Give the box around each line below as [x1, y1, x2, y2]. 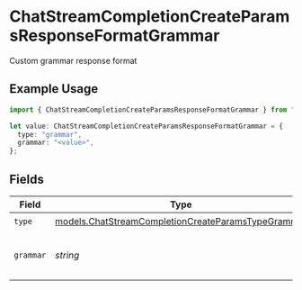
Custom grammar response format [9, 55, 138, 66]
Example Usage [9, 81, 99, 96]
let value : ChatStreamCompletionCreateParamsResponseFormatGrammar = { [9, 122, 283, 131]
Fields [9, 171, 45, 186]
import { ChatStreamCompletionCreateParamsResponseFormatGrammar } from [9, 105, 288, 114]
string [55, 249, 80, 261]
